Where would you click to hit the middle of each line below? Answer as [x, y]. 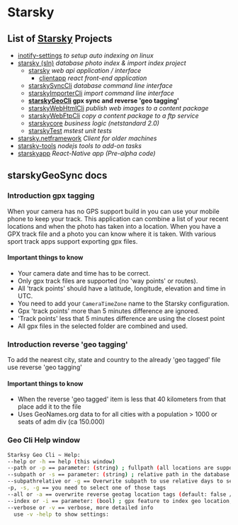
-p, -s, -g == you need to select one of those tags [87, 488]
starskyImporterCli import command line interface [101, 93]
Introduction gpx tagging [51, 196]
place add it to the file [49, 407]
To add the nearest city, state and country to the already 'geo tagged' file [114, 360]
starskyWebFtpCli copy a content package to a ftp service [114, 115]
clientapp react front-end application [93, 78]
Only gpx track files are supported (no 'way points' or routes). [108, 281]
